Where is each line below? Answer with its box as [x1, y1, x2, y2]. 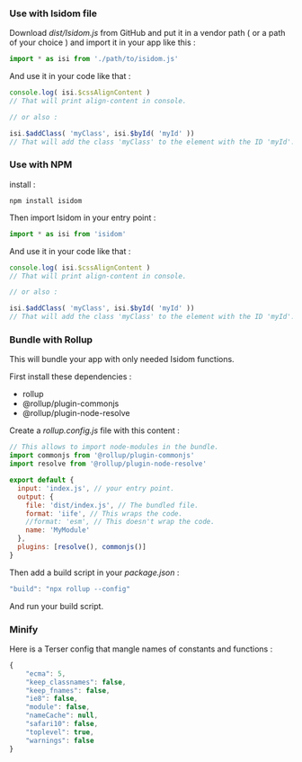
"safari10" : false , [25, 720, 99, 729]
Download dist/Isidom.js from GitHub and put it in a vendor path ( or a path [9, 28, 286, 39]
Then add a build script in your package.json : [9, 567, 180, 578]
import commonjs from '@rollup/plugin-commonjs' [9, 451, 195, 460]
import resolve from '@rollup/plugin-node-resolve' [9, 459, 207, 469]
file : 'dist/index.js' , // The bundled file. [25, 501, 200, 509]
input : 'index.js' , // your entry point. [17, 483, 175, 492]
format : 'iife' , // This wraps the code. [25, 509, 182, 518]
